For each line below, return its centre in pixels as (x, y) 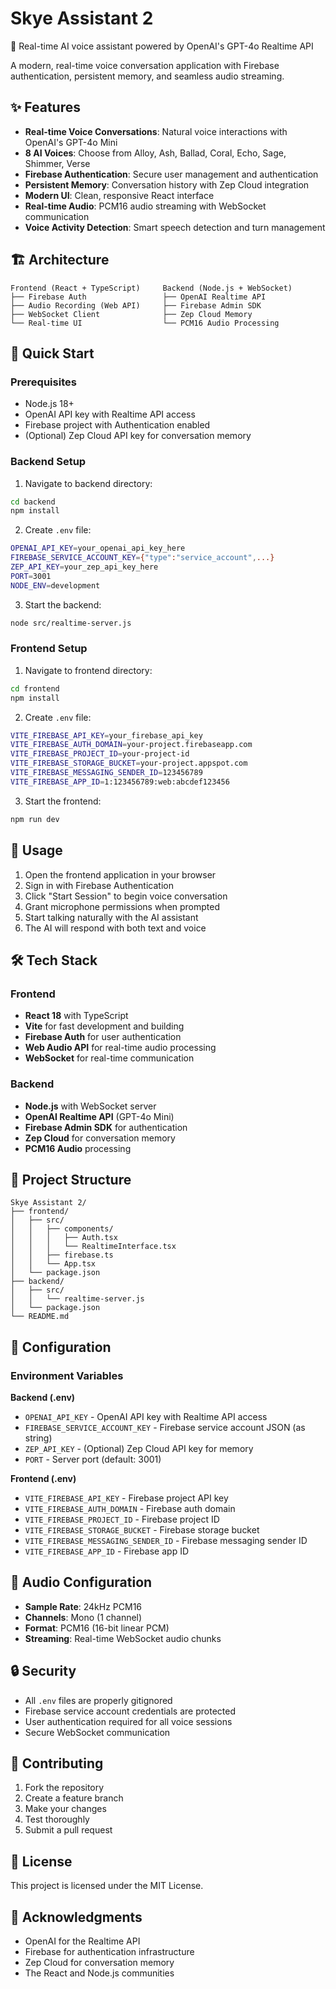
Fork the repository (64, 1788)
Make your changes (65, 1809)
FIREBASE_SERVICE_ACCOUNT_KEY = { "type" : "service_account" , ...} (142, 558)
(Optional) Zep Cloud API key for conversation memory (138, 436)
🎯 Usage (36, 850)
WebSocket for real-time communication (109, 1058)
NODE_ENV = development (55, 585)
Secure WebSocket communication (97, 1732)
